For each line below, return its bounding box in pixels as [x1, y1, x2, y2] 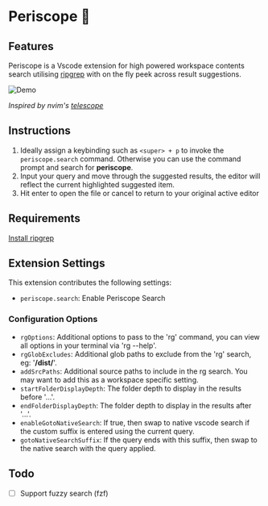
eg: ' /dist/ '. [19, 358, 58, 367]
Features [8, 40, 54, 53]
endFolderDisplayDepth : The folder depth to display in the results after [19, 400, 252, 410]
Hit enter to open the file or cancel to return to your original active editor [19, 188, 260, 198]
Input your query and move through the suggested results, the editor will [19, 171, 261, 181]
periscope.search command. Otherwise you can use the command [19, 153, 241, 164]
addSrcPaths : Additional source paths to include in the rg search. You [19, 366, 248, 376]
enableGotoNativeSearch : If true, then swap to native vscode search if [19, 417, 250, 427]
